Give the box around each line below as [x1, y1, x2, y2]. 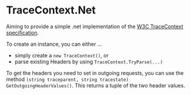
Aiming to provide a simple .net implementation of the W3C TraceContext [6, 23, 183, 30]
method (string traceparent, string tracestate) [6, 76, 129, 83]
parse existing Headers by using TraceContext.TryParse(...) [14, 58, 163, 65]
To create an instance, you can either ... [6, 40, 102, 48]
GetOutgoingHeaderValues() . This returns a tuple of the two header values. [6, 82, 185, 89]
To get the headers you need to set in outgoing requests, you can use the [6, 69, 184, 76]
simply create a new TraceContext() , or [14, 52, 109, 59]
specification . [6, 29, 39, 36]
